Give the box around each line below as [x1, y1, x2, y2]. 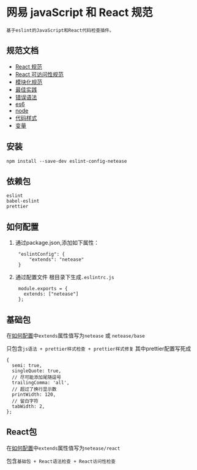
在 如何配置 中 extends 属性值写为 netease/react [6, 444, 121, 452]
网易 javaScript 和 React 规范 [6, 6, 153, 20]
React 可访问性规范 [15, 70, 64, 78]
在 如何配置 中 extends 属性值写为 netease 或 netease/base [6, 332, 146, 339]
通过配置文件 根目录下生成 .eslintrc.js [15, 274, 114, 281]
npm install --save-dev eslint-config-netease [6, 158, 127, 164]
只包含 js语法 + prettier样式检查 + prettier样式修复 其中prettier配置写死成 [6, 345, 191, 352]
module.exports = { [18, 286, 68, 292]
